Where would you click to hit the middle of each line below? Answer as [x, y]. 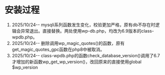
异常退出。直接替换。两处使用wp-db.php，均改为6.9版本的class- [87, 31]
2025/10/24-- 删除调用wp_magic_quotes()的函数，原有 [68, 43]
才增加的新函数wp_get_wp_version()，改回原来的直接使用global [77, 62]
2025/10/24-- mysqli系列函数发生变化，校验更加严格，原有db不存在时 [83, 25]
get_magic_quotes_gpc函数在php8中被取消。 [58, 49]
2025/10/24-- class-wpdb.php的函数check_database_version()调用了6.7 [86, 55]
